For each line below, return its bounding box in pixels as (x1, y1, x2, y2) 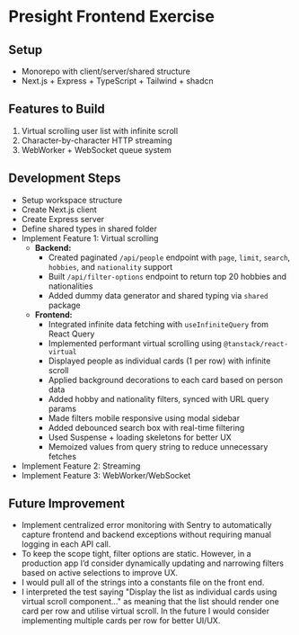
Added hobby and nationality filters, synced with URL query (48, 393, 269, 404)
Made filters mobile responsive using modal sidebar (48, 412, 240, 424)
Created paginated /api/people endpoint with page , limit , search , (48, 252, 291, 263)
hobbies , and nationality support (48, 261, 173, 272)
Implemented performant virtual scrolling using (48, 337, 222, 348)
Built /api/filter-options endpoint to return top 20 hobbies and (48, 271, 287, 282)
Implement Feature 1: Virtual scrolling (21, 232, 159, 244)
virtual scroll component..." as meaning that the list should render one (21, 596, 279, 607)
